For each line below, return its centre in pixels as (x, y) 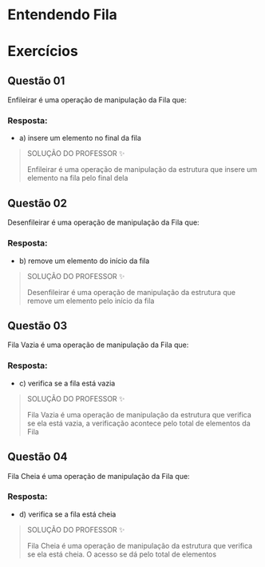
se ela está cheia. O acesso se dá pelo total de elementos (122, 554)
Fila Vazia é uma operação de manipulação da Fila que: (98, 345)
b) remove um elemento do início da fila (84, 261)
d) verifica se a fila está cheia (67, 514)
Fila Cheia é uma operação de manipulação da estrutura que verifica (140, 545)
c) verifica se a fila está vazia (67, 383)
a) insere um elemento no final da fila (80, 138)
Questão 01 (36, 80)
